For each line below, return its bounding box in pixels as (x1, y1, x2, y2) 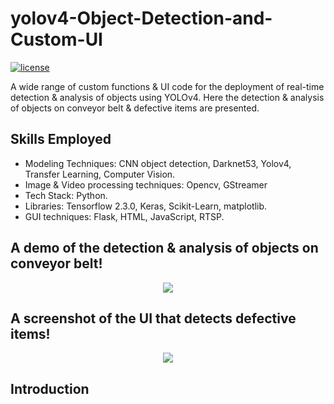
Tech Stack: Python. (24, 189, 108, 201)
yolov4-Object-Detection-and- (10, 7, 273, 30)
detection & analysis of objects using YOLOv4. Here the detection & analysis (10, 91, 325, 103)
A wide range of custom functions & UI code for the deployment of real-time (10, 80, 325, 92)
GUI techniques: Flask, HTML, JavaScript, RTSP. (24, 210, 225, 222)
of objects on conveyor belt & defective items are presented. (10, 102, 260, 114)
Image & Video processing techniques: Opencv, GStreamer (24, 178, 268, 191)
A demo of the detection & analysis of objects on (10, 240, 319, 257)
